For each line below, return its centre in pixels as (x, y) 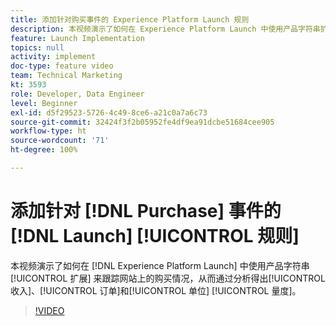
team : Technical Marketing (66, 76)
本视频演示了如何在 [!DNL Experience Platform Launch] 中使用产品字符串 (160, 265)
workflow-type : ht (48, 131)
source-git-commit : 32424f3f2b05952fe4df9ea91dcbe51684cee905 (142, 122)
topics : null (37, 47)
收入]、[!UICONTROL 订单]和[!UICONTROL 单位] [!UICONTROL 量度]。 (156, 290)
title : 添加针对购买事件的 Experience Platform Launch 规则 (130, 19)
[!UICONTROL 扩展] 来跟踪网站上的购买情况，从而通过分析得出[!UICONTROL (168, 278)
